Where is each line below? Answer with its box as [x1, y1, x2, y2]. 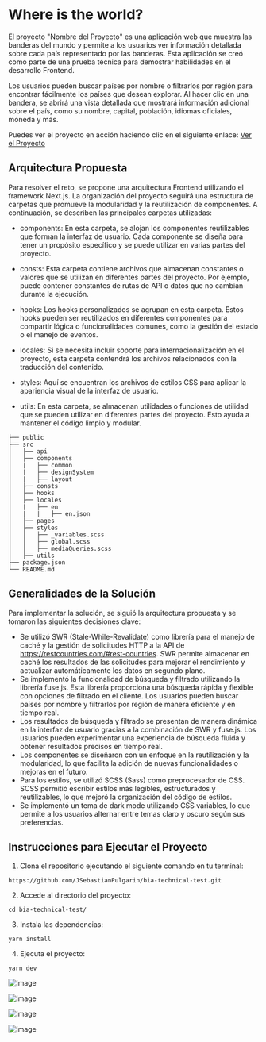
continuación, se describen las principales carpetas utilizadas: [8, 208, 213, 217]
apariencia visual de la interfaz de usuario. [19, 386, 159, 395]
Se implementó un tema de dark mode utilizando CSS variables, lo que [19, 800, 251, 810]
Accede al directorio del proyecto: [19, 890, 132, 900]
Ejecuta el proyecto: [19, 949, 86, 959]
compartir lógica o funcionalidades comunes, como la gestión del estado [19, 321, 259, 331]
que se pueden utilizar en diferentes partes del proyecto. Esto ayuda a [19, 409, 250, 419]
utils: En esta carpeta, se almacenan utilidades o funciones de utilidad [19, 401, 249, 410]
